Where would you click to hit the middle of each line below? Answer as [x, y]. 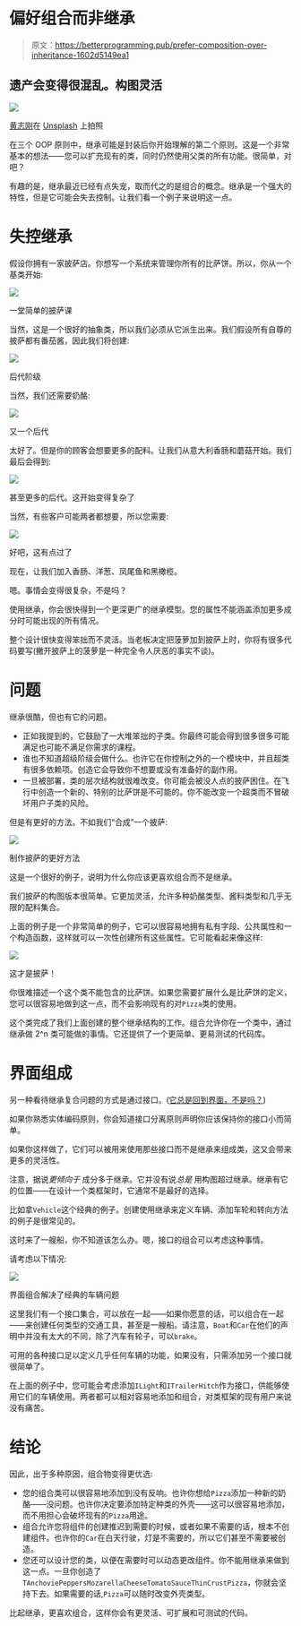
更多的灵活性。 [37, 1160]
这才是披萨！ [33, 973]
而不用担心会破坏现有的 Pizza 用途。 [87, 1515]
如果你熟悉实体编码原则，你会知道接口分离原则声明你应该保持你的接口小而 [146, 1118]
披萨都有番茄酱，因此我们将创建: [69, 340]
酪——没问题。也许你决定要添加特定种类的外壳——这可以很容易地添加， [155, 1504]
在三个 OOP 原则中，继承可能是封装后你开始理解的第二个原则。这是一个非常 [150, 144]
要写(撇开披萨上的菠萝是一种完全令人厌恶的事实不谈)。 [118, 650]
